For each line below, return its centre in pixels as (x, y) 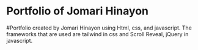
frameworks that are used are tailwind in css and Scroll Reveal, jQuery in (97, 34)
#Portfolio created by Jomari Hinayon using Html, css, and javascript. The (99, 28)
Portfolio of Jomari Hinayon (77, 11)
